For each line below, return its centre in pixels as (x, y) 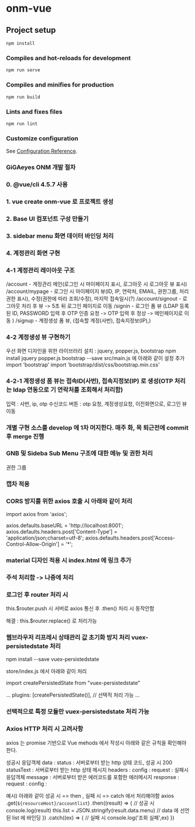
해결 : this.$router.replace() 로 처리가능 (52, 621)
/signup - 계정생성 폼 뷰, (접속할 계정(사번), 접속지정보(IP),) (83, 321)
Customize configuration (42, 138)
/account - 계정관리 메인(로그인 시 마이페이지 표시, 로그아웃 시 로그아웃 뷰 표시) (97, 284)
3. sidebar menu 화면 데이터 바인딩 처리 (60, 236)
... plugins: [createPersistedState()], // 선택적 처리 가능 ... (73, 695)
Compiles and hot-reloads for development (69, 58)
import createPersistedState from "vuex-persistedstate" (73, 683)
